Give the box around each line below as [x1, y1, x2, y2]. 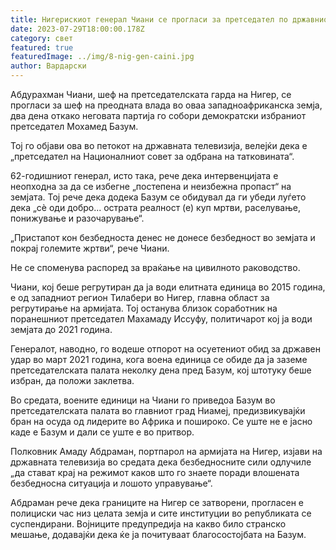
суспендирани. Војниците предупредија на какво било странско [10, 518, 287, 530]
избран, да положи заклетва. [10, 375, 135, 386]
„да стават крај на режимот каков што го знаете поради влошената [10, 467, 300, 478]
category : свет [10, 33, 74, 43]
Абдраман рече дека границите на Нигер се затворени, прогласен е [10, 497, 305, 508]
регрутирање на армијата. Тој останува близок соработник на [10, 302, 278, 314]
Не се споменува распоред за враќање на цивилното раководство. [10, 262, 301, 273]
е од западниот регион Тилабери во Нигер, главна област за [10, 292, 270, 303]
